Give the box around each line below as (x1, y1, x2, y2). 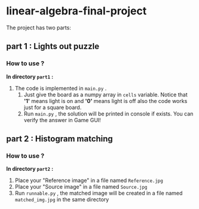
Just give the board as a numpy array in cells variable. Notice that (23, 91, 188, 98)
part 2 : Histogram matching (6, 134, 114, 144)
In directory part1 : (6, 73, 54, 80)
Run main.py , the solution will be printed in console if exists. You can (23, 110, 194, 117)
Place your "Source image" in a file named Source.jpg (14, 183, 148, 190)
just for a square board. (23, 104, 82, 111)
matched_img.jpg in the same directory (14, 196, 109, 203)
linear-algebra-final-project (6, 4, 147, 18)
